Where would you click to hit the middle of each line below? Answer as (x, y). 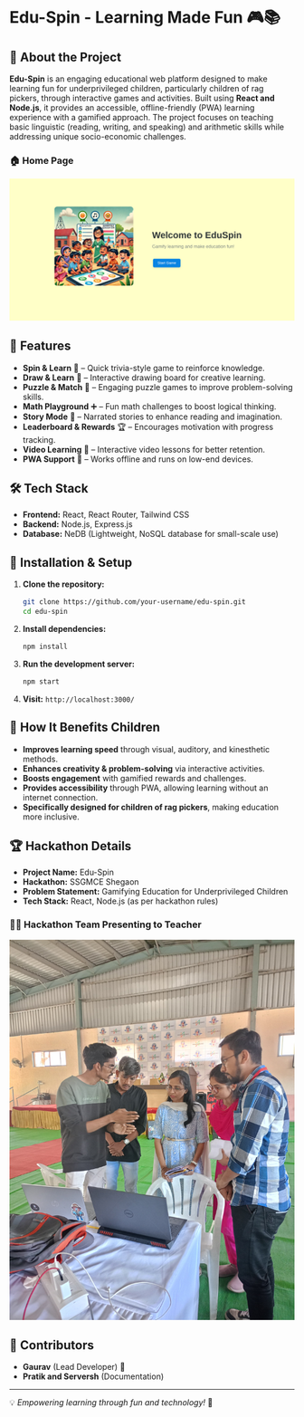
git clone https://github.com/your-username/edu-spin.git (134, 602)
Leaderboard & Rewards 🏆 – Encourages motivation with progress (148, 426)
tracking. (39, 439)
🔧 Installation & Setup (71, 562)
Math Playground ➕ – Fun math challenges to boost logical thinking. (149, 406)
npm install (45, 646)
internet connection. (60, 797)
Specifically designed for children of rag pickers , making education (150, 807)
